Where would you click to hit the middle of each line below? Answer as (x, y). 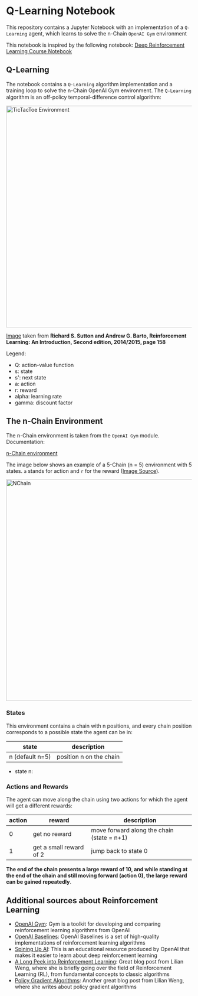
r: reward (26, 390)
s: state (24, 371)
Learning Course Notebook (39, 51)
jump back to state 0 (119, 851)
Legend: (16, 353)
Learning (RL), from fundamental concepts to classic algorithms (92, 974)
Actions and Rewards (37, 786)
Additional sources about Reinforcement (82, 901)
